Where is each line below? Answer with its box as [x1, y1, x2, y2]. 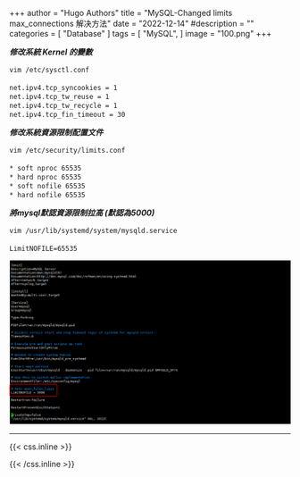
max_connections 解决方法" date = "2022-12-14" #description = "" [9, 18, 254, 29]
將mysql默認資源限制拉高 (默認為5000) [9, 207, 155, 218]
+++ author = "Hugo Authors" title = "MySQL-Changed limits [9, 8, 233, 18]
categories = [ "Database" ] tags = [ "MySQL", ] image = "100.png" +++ [9, 29, 272, 38]
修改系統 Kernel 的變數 [9, 46, 93, 57]
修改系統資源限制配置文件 [9, 127, 104, 138]
